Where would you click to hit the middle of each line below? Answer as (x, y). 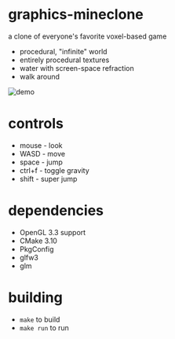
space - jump (41, 162)
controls (36, 124)
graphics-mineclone (76, 15)
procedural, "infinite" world (63, 51)
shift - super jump (48, 179)
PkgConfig (36, 249)
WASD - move (42, 153)
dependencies (56, 211)
